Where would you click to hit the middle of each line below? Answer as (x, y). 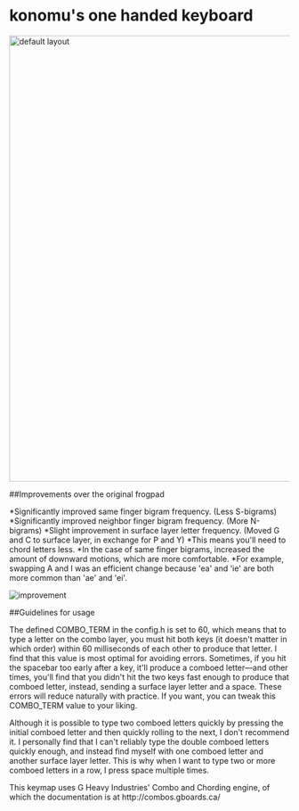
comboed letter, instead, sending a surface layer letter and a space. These (145, 686)
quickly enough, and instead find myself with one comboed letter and (137, 751)
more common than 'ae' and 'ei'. (68, 577)
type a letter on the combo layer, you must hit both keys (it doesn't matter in (148, 639)
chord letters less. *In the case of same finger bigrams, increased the (137, 549)
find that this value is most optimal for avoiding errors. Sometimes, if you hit (148, 658)
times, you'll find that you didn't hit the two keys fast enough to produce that (149, 677)
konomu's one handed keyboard (131, 16)
